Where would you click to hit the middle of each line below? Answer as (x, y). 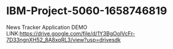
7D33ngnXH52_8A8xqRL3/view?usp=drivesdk (64, 40)
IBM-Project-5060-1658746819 (86, 11)
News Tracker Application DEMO (47, 27)
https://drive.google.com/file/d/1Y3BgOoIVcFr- (77, 33)
